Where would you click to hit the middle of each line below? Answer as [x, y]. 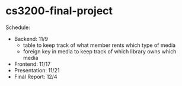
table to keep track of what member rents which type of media [99, 45]
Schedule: [18, 27]
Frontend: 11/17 [32, 64]
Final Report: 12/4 [36, 77]
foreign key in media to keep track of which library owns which [100, 51]
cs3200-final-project [59, 11]
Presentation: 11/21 [37, 70]
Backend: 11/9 [31, 39]
